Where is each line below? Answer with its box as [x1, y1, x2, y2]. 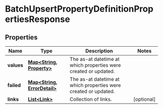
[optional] [133, 96, 156, 103]
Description [85, 48, 113, 54]
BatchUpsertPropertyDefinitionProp [5, 3, 154, 15]
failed [7, 82, 21, 89]
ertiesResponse [5, 14, 70, 25]
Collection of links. [69, 96, 112, 103]
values [7, 62, 23, 69]
